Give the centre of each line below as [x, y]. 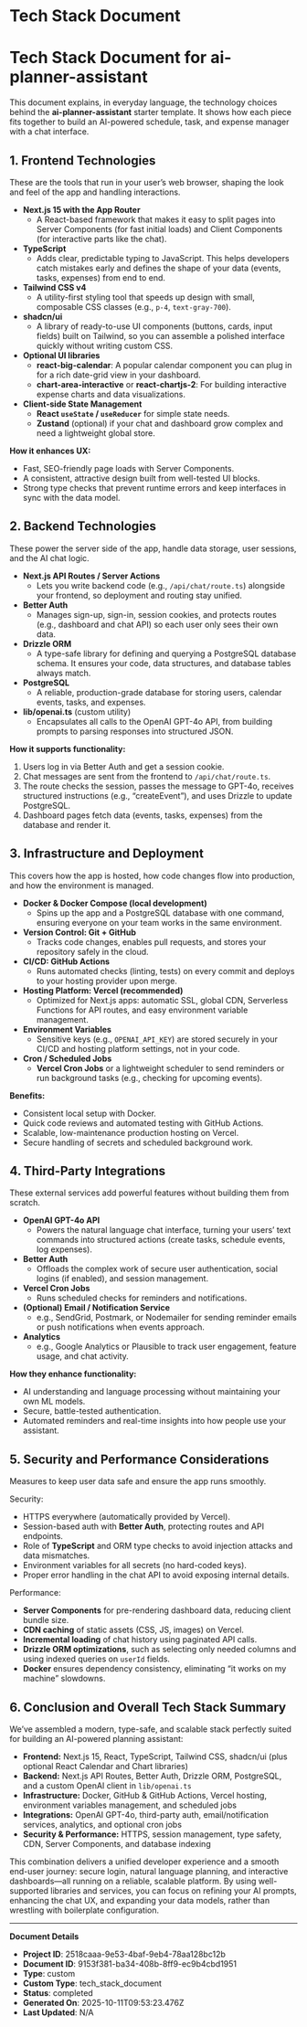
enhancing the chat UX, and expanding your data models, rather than [140, 1900]
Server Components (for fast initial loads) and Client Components [159, 228]
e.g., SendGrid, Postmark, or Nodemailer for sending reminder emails [166, 1318]
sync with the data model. [71, 497]
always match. [64, 673]
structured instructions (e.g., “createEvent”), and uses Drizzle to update [157, 795]
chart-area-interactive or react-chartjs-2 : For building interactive [161, 384]
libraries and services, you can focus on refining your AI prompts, [173, 1891]
